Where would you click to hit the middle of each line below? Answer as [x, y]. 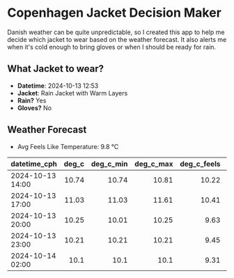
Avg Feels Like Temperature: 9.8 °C [68, 146]
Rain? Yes [32, 100]
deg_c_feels [200, 164]
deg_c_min [109, 164]
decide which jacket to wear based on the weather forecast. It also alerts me [117, 39]
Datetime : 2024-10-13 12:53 [58, 86]
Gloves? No [34, 108]
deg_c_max [154, 164]
